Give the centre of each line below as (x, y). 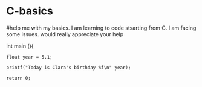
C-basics (30, 11)
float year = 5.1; (29, 57)
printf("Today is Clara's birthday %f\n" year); (69, 68)
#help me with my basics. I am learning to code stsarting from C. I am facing (101, 28)
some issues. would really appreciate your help (65, 34)
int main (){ (20, 46)
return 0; (19, 78)
